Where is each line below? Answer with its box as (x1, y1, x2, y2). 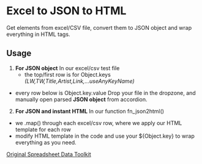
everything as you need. (15, 138, 77, 146)
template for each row (15, 126, 72, 133)
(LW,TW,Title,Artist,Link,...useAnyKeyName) (24, 77, 135, 85)
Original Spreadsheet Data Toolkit (6, 151, 91, 158)
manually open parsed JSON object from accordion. (15, 96, 148, 103)
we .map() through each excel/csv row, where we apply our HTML (15, 119, 182, 126)
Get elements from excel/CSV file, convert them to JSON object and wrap (6, 24, 192, 31)
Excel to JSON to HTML (6, 4, 127, 18)
